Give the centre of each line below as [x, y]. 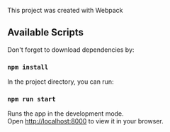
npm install [28, 67]
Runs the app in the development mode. [66, 114]
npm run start [32, 99]
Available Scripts [45, 32]
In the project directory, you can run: [61, 82]
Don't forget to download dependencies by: [71, 50]
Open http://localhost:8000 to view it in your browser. [86, 121]
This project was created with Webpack [65, 10]
